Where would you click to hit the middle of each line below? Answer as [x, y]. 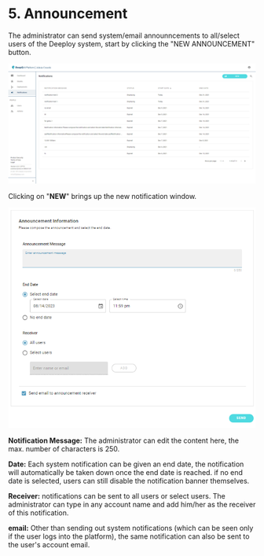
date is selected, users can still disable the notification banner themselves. [129, 481]
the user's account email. [49, 545]
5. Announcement [68, 14]
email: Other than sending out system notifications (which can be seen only [131, 528]
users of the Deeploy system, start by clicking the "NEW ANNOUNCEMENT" [132, 43]
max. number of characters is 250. [64, 449]
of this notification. [38, 513]
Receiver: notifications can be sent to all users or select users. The [117, 496]
